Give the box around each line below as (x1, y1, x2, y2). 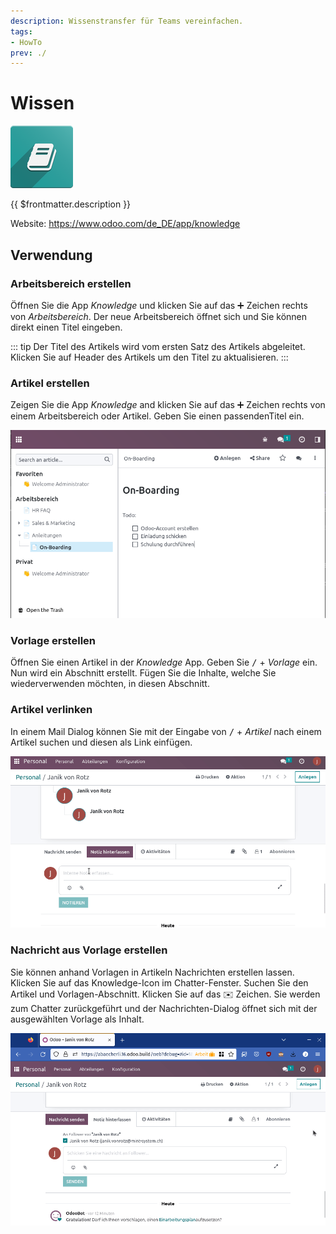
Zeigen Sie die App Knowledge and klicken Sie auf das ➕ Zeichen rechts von (10, 399, 326, 411)
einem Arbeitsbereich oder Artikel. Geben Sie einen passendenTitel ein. (10, 410, 305, 422)
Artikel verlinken (10, 703, 93, 717)
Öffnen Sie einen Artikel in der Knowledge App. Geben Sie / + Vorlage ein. (10, 656, 318, 669)
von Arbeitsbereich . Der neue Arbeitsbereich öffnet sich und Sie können (10, 310, 308, 322)
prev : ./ (10, 48, 47, 58)
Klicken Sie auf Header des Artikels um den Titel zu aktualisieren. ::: (10, 351, 289, 363)
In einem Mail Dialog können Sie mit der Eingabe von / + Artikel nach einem (10, 725, 322, 737)
